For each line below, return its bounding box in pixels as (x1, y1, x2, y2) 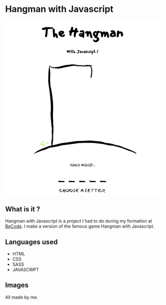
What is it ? (5, 205, 41, 213)
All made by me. (5, 294, 38, 300)
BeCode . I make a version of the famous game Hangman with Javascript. (5, 223, 155, 229)
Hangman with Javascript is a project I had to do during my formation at (5, 218, 153, 224)
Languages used (5, 238, 58, 246)
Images (5, 281, 29, 290)
